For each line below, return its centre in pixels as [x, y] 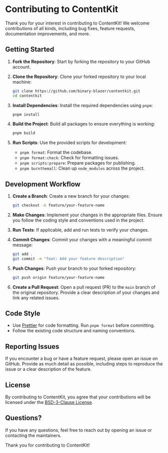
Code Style [23, 313]
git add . [23, 254]
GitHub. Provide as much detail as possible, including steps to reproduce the [84, 364]
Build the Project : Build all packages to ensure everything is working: [84, 124]
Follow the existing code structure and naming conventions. [74, 331]
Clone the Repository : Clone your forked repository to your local [79, 77]
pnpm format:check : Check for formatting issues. [69, 158]
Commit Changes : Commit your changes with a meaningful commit [82, 239]
